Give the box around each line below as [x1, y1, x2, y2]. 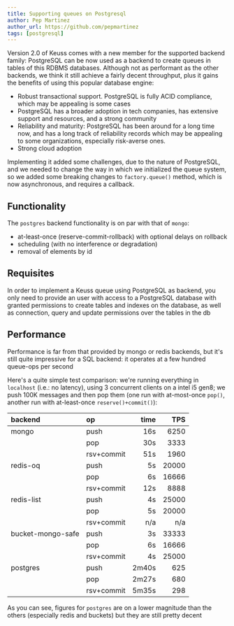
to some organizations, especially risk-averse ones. [17, 137, 166, 145]
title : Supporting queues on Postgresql [7, 10, 127, 17]
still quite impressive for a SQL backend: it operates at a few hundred [7, 355, 206, 363]
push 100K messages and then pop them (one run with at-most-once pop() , [7, 390, 225, 399]
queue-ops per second [7, 362, 73, 371]
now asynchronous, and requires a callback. [7, 180, 135, 189]
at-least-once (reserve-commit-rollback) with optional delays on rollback [17, 232, 228, 241]
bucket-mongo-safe [10, 529, 80, 539]
